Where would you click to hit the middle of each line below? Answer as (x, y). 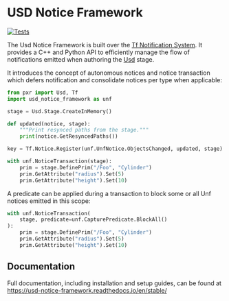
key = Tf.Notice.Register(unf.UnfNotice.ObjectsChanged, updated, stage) (115, 149)
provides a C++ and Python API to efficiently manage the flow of (99, 52)
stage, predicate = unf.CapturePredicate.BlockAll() (94, 220)
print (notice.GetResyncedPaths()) (69, 136)
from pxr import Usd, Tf (43, 93)
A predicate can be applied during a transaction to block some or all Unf (109, 193)
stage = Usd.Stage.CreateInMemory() (59, 111)
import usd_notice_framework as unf (59, 99)
